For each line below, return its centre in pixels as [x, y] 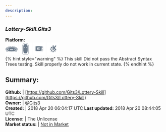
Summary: [22, 80]
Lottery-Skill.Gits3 [28, 29]
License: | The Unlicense [32, 119]
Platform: [15, 40]
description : [19, 11]
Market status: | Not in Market [37, 124]
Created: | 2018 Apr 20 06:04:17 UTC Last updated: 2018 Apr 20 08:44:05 [83, 108]
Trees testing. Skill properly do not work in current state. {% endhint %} [80, 64]
